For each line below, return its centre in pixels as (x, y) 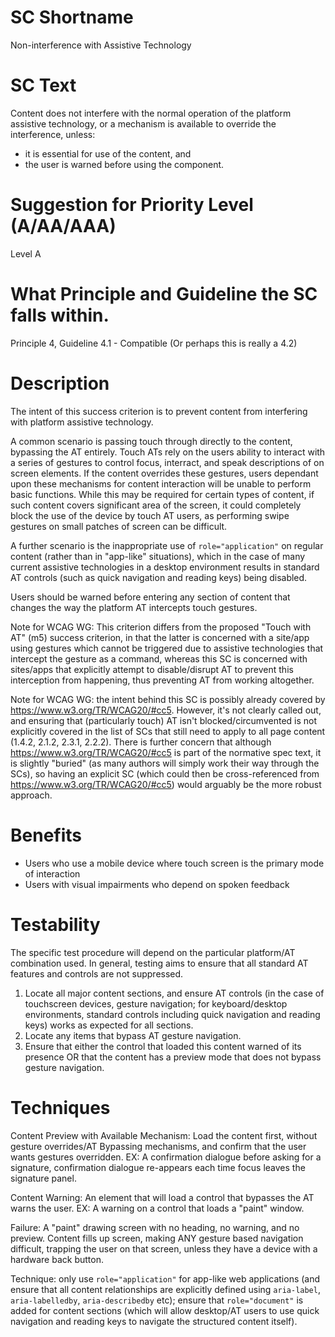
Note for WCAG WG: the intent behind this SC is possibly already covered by (168, 699)
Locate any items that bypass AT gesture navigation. (133, 1035)
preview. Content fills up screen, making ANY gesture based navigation (157, 1238)
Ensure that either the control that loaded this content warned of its (163, 1046)
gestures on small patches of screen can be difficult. (119, 526)
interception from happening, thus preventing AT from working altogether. (162, 680)
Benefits (46, 835)
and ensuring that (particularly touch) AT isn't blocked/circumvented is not (164, 720)
